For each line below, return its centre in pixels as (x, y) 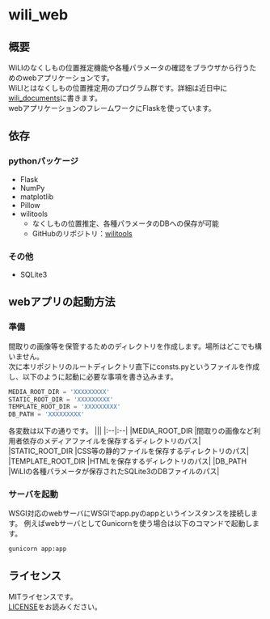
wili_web (38, 15)
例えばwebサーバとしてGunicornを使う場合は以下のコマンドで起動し (138, 524)
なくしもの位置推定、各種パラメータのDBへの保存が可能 (126, 223)
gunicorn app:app (38, 549)
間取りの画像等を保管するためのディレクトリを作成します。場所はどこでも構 (135, 346)
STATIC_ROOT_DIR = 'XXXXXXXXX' (61, 399)
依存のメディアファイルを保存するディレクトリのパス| (112, 441)
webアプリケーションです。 (68, 78)
